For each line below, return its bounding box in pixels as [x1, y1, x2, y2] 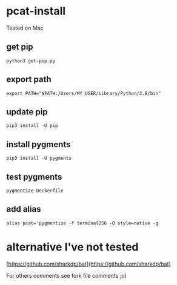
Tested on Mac [6, 24, 44, 31]
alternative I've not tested [6, 240, 139, 254]
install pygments [6, 139, 71, 149]
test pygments [6, 171, 62, 182]
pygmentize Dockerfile [6, 188, 64, 194]
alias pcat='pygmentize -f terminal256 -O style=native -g [6, 220, 159, 226]
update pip [6, 106, 48, 117]
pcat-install [6, 4, 66, 18]
